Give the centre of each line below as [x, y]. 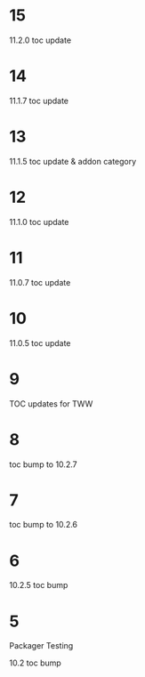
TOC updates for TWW [51, 403]
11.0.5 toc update [40, 343]
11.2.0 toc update [40, 40]
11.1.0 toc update [39, 222]
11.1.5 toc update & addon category [73, 161]
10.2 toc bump [36, 663]
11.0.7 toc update [40, 282]
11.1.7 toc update [39, 101]
